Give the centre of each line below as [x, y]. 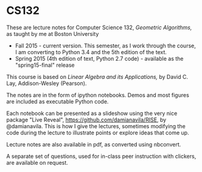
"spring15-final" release [45, 65]
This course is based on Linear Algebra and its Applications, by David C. [97, 77]
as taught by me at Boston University [53, 33]
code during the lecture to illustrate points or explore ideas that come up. [98, 132]
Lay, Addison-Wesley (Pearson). [47, 83]
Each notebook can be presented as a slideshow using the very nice [92, 113]
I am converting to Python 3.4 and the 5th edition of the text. [91, 52]
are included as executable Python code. [57, 101]
